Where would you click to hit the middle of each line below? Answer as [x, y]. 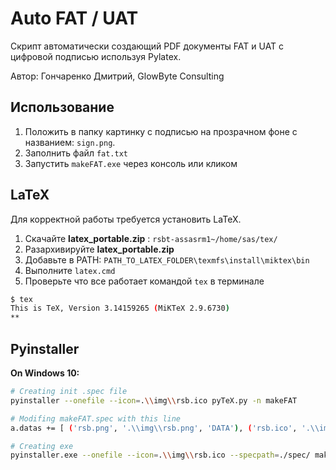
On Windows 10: [45, 373]
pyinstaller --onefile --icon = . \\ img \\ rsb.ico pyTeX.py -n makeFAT [154, 400]
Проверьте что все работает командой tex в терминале [144, 281]
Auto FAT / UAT [74, 18]
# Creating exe [42, 446]
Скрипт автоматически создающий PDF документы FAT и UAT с [147, 46]
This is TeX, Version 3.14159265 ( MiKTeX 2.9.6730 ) [120, 308]
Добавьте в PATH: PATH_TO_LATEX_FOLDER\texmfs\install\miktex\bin [167, 259]
